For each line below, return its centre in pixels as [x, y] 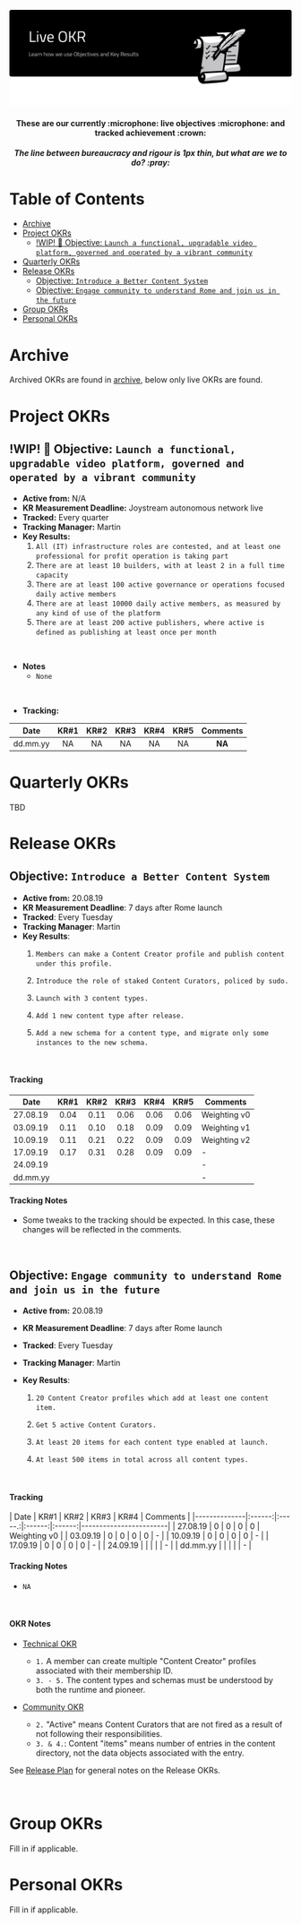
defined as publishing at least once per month [126, 632]
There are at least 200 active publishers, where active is [150, 623]
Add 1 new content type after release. [110, 1016]
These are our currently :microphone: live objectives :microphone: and [150, 123]
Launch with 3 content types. [92, 998]
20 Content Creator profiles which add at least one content [152, 1398]
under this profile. [74, 964]
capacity [52, 575]
